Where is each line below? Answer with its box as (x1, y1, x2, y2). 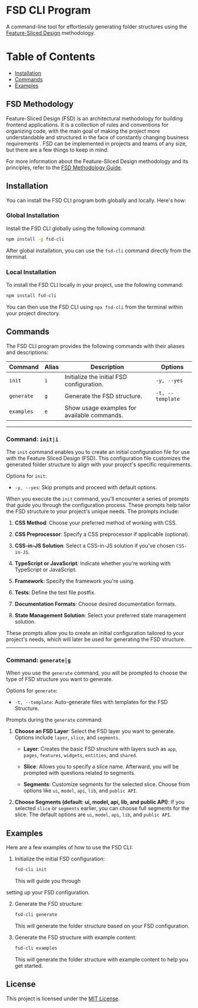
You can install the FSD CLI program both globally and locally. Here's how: (6, 197, 187, 204)
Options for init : (6, 472, 47, 479)
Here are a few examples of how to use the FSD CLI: (6, 844, 133, 851)
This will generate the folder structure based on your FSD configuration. (14, 922, 190, 930)
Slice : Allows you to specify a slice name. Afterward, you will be (23, 763, 179, 770)
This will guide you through (14, 877, 81, 884)
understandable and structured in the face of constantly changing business (6, 133, 189, 140)
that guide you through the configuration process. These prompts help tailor (6, 501, 191, 508)
